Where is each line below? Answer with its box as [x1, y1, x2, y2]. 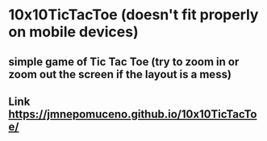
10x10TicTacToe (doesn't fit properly [8, 6, 259, 24]
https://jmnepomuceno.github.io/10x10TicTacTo [8, 107, 257, 121]
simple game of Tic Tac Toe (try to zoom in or [8, 55, 240, 68]
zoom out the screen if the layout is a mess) [8, 67, 232, 81]
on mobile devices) [8, 23, 139, 41]
